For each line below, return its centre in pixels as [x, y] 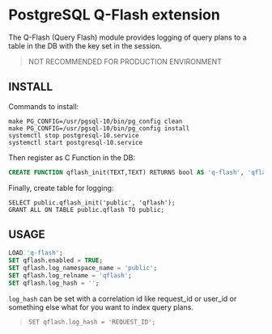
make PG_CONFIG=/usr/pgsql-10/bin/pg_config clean [96, 121]
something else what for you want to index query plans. [101, 307]
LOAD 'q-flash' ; [36, 253]
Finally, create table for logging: [61, 188]
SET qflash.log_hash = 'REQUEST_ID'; [92, 322]
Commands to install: [44, 106]
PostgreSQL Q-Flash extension [114, 15]
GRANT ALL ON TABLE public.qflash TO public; [86, 209]
